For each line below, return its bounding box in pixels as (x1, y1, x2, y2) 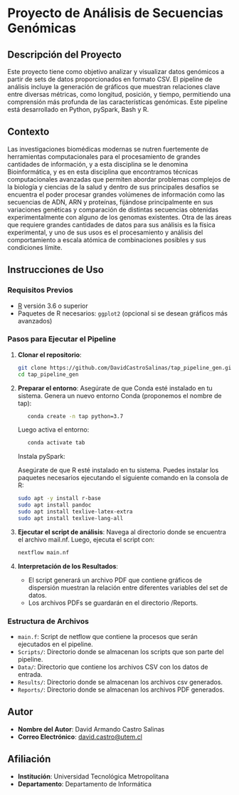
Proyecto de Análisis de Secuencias (7, 5, 224, 21)
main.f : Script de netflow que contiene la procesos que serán (17, 632, 198, 640)
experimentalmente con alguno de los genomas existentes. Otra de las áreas (7, 212, 232, 222)
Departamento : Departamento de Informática (17, 779, 152, 788)
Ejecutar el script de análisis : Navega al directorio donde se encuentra (17, 527, 226, 536)
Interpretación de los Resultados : (17, 561, 119, 571)
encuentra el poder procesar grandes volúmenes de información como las (7, 190, 225, 199)
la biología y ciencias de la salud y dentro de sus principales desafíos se (7, 182, 219, 191)
